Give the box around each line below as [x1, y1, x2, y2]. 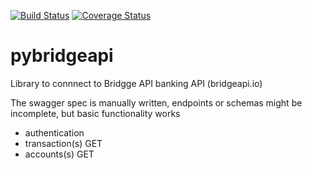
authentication [24, 126, 85, 139]
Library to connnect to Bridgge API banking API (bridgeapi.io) [10, 77, 263, 89]
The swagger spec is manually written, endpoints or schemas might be [10, 96, 303, 109]
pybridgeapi [10, 45, 114, 67]
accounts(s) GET [24, 148, 95, 160]
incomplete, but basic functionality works [10, 107, 181, 119]
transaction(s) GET [24, 137, 103, 149]
